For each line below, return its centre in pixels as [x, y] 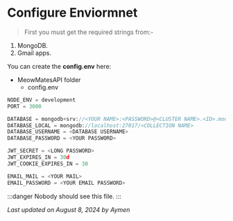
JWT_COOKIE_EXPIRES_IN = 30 [48, 164]
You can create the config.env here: [59, 66]
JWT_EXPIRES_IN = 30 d [38, 158]
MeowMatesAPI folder [49, 80]
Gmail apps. [34, 53]
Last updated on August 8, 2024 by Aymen [69, 209]
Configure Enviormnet [72, 13]
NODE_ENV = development [42, 100]
